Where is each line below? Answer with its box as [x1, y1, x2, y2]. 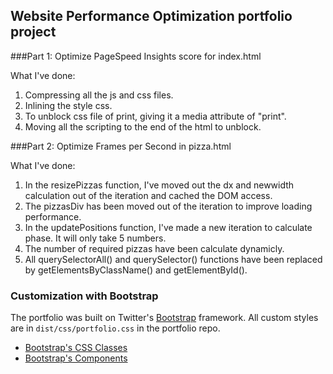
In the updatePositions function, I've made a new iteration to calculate [24, 221, 313, 233]
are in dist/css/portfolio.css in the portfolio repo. [10, 322, 221, 334]
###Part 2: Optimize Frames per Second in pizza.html [10, 140, 232, 152]
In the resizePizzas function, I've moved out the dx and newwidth [24, 179, 295, 191]
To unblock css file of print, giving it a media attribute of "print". [24, 110, 287, 122]
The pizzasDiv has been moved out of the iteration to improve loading [24, 200, 313, 212]
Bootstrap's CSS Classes [24, 342, 128, 354]
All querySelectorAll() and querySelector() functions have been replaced [24, 253, 323, 265]
